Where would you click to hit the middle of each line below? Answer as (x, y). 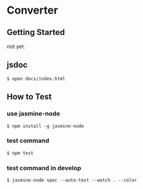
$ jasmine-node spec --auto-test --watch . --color (72, 180)
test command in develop (44, 168)
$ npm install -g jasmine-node (45, 126)
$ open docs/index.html (36, 79)
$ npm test (20, 153)
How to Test (29, 97)
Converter (32, 10)
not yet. (16, 46)
